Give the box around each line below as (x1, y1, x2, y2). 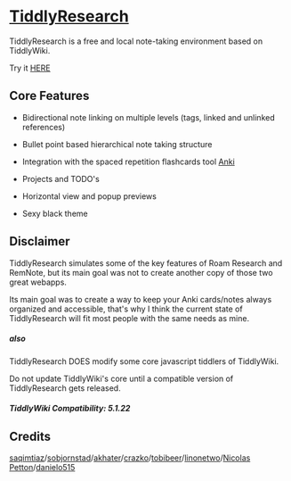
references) (21, 121, 66, 132)
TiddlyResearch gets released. (9, 382, 122, 394)
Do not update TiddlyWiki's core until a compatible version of (9, 373, 234, 384)
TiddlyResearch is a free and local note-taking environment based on (9, 36, 263, 46)
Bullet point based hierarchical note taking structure (21, 138, 213, 149)
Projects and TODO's (21, 173, 100, 184)
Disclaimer (9, 234, 70, 249)
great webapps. (9, 277, 67, 287)
